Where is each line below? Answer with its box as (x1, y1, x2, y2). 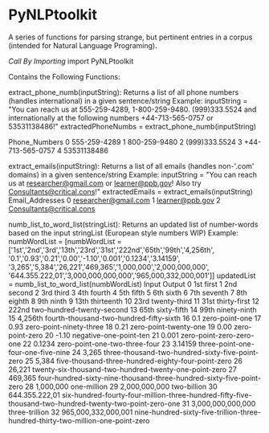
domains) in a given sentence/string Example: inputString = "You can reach (8, 170, 257, 179)
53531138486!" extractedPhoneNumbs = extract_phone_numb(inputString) (8, 121, 257, 131)
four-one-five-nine (8, 347, 71, 357)
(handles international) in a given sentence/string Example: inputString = (8, 96, 248, 105)
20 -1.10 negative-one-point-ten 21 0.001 (44, 330, 179, 340)
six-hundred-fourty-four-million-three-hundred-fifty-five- (61, 390, 252, 399)
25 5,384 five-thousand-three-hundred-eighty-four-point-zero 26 (25, 356, 243, 366)
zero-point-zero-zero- (180, 330, 255, 340)
